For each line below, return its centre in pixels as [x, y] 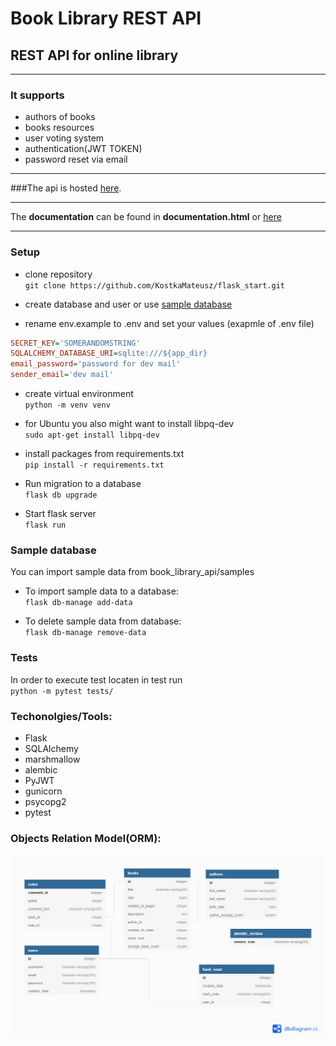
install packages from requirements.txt [104, 454]
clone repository [58, 274]
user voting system [64, 138]
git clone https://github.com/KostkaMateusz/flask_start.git [155, 285]
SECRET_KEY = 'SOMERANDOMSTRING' [75, 343]
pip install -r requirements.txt [94, 465]
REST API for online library [94, 55]
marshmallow [52, 759]
